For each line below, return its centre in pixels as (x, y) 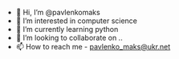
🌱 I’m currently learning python (67, 29)
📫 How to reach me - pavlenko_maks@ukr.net (93, 47)
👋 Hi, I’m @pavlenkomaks (58, 12)
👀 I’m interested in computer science (77, 21)
